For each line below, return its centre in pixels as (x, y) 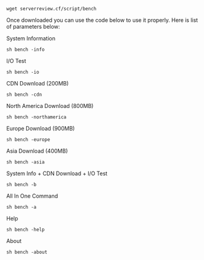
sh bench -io (23, 72)
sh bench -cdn (24, 95)
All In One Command (32, 196)
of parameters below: (33, 27)
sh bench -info (26, 49)
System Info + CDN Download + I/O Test (57, 173)
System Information (31, 38)
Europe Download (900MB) (40, 128)
